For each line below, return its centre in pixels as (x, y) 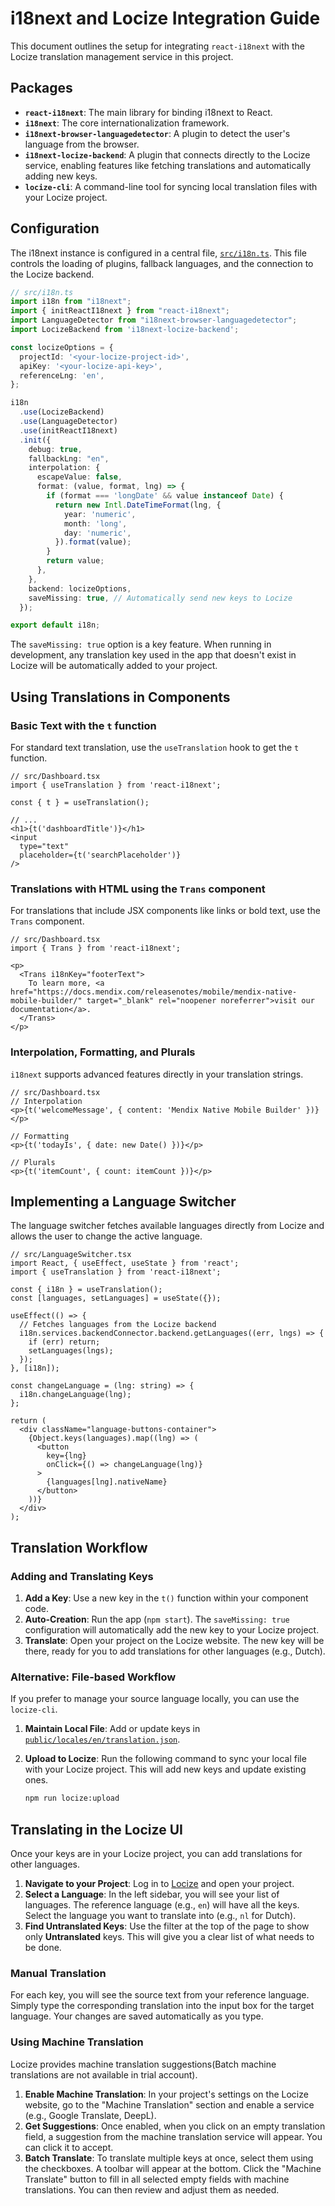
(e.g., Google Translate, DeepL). (90, 2115)
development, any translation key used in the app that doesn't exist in (153, 655)
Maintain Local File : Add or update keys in (112, 1729)
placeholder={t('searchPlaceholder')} (100, 855)
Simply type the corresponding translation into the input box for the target (162, 2006)
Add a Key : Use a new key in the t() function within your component (166, 1598)
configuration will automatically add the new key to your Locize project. (172, 1630)
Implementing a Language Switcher (123, 1201)
